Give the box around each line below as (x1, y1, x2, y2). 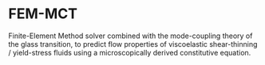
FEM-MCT (8, 5, 78, 23)
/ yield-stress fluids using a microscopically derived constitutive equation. (8, 48, 251, 57)
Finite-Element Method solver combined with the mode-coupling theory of (8, 31, 253, 40)
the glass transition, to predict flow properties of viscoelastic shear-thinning (8, 39, 258, 48)
